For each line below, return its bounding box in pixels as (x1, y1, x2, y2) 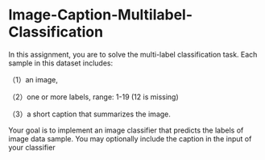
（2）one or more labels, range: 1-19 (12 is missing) (8, 91, 179, 102)
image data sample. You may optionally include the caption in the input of (8, 133, 252, 143)
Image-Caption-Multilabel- (8, 6, 193, 24)
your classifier (8, 142, 56, 152)
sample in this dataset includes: (8, 58, 114, 68)
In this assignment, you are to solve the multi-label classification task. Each (8, 49, 258, 59)
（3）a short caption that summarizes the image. (8, 109, 172, 119)
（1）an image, (8, 74, 59, 84)
